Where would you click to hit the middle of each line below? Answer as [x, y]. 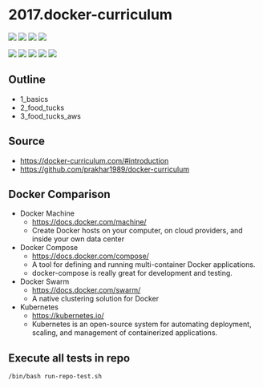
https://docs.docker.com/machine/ [89, 222]
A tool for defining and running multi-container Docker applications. [144, 265]
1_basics [34, 99]
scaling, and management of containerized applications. [125, 333]
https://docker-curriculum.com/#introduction [94, 160]
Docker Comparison [59, 194]
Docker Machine [47, 213]
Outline [27, 80]
